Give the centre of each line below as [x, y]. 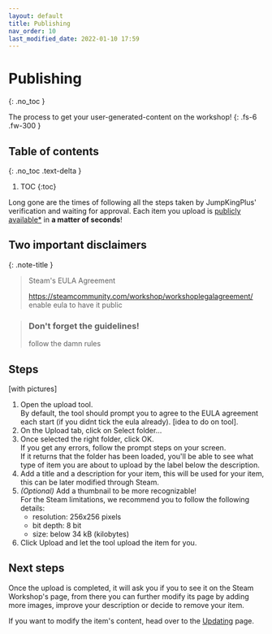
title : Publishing [39, 24]
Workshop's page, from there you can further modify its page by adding [129, 596]
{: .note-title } [31, 264]
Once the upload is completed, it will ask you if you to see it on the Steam [131, 588]
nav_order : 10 [32, 31]
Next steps [37, 569]
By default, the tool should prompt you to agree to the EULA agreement [139, 413]
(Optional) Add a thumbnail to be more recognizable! [108, 491]
